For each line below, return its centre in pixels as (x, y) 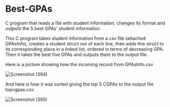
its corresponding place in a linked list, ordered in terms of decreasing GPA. (85, 49)
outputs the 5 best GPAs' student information (53, 28)
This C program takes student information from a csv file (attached (76, 38)
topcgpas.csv (20, 89)
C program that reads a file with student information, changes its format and (85, 23)
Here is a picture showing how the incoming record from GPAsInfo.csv (79, 64)
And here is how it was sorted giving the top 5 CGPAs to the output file (80, 84)
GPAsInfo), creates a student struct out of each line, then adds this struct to (85, 43)
